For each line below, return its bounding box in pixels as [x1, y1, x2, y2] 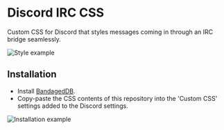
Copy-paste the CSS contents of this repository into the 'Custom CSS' [17, 94, 218, 102]
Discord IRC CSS [7, 5, 105, 21]
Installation [7, 68, 57, 80]
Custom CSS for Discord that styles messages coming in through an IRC [7, 28, 214, 36]
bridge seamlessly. [7, 35, 61, 43]
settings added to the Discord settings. [17, 102, 128, 110]
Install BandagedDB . [17, 86, 76, 95]
